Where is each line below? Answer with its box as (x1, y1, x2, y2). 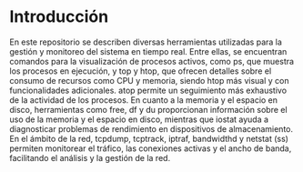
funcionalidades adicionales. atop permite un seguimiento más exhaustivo (9, 85, 288, 96)
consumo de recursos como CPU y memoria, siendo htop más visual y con (9, 75, 289, 86)
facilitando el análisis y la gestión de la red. (9, 152, 171, 163)
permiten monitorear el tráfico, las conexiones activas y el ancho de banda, (9, 143, 292, 154)
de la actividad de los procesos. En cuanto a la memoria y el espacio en (9, 94, 278, 106)
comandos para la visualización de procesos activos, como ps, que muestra (9, 56, 294, 66)
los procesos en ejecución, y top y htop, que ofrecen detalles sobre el (9, 66, 272, 76)
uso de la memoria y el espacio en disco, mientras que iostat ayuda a (9, 114, 269, 125)
